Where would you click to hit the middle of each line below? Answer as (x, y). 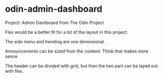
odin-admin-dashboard (54, 9)
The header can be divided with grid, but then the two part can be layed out (81, 66)
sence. (12, 56)
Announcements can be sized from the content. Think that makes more (77, 51)
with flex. (14, 71)
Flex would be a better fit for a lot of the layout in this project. (67, 32)
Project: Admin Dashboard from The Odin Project (55, 23)
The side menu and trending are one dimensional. (55, 41)
